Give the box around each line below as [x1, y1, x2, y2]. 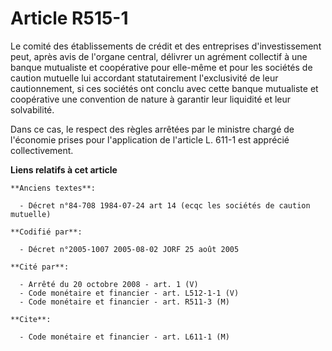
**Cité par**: [10, 262, 70, 272]
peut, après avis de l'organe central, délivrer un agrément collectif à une [10, 50, 308, 62]
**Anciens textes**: [10, 183, 97, 193]
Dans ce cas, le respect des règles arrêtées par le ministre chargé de [10, 123, 295, 135]
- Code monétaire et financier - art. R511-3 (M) [19, 297, 230, 307]
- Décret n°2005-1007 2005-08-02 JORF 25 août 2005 [19, 244, 240, 254]
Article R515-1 [10, 7, 129, 30]
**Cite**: [10, 314, 52, 324]
